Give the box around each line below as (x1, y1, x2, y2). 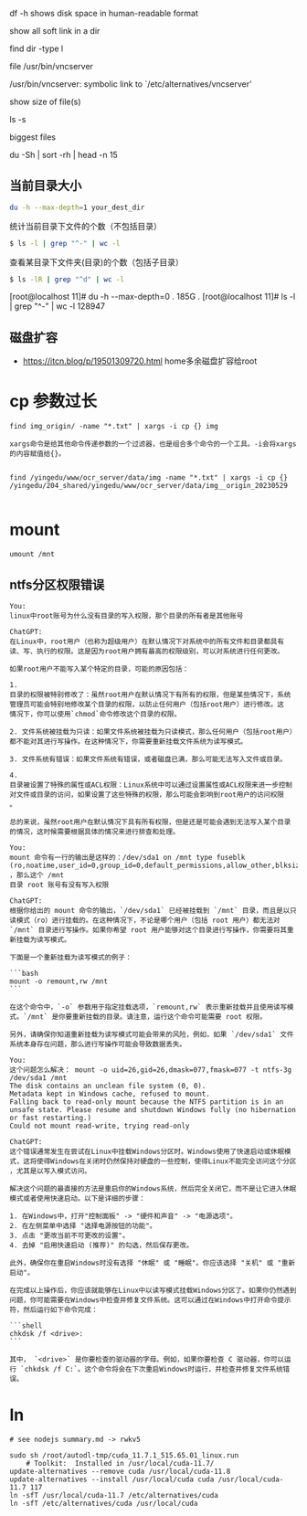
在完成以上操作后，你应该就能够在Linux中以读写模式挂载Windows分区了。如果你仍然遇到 (9, 1286, 297, 1295)
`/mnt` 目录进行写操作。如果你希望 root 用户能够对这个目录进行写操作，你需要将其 (9, 925, 288, 935)
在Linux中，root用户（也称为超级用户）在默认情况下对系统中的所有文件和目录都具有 (9, 637, 285, 646)
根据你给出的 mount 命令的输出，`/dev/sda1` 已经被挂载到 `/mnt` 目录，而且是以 (9, 906, 291, 915)
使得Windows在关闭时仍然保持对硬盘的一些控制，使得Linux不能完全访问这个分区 (36, 1156, 297, 1166)
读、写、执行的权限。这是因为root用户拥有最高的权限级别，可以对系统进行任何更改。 (9, 646, 285, 656)
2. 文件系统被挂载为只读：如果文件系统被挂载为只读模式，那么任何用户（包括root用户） (9, 726, 297, 737)
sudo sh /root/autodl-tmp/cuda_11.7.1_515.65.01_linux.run (9, 1450, 239, 1460)
